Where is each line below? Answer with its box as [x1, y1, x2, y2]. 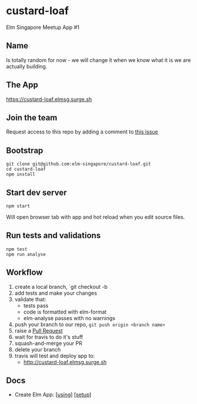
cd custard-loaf [6, 167, 46, 172]
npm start [6, 203, 31, 209]
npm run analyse [6, 251, 46, 258]
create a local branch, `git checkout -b [14, 283, 108, 290]
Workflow [6, 268, 43, 278]
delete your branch [14, 346, 61, 353]
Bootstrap [6, 145, 44, 155]
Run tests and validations [6, 230, 101, 240]
